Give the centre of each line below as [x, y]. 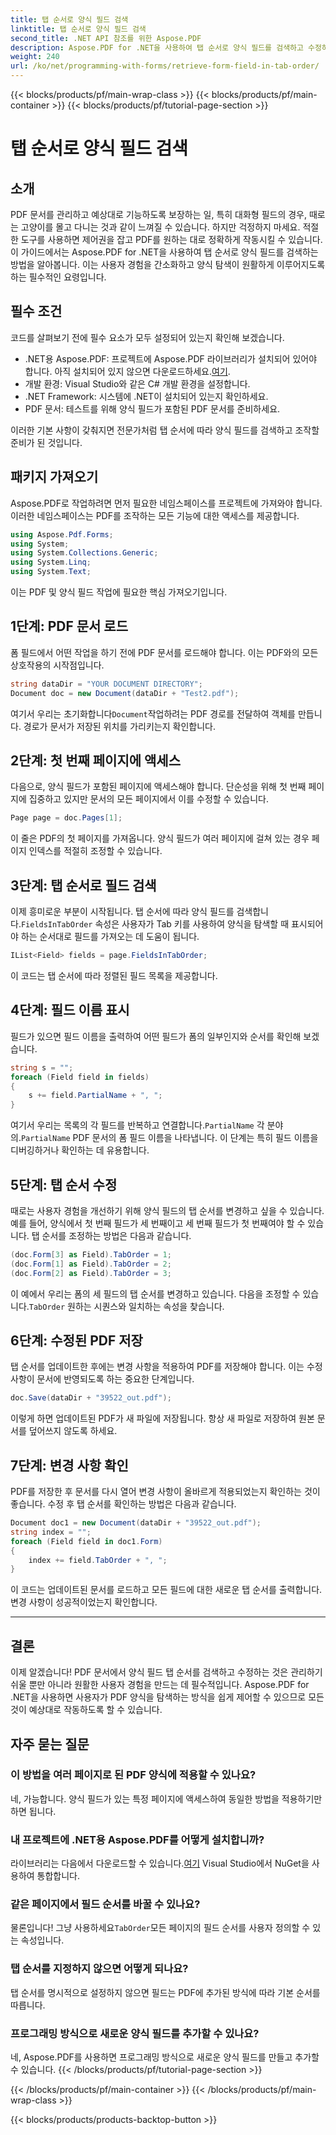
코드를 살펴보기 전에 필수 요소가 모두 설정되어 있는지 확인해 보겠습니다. [147, 337]
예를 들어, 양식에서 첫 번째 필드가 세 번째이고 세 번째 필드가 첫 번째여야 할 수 [158, 1223]
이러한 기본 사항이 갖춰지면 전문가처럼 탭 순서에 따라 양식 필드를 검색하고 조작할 [165, 430]
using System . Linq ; [51, 562]
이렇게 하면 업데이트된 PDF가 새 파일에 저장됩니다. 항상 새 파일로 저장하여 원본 [162, 1418]
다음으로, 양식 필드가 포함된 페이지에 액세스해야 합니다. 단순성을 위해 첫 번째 [158, 787]
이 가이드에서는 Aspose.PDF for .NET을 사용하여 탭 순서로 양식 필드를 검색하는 [164, 252]
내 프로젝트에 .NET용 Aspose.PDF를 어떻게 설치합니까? [137, 1839]
